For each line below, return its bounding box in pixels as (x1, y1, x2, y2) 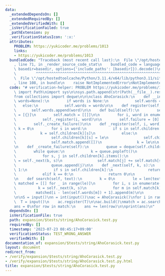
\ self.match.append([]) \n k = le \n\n (14, 140, 160, 145)
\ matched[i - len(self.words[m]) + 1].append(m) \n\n (14, 190, 144, 195)
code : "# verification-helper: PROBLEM (9, 85, 91, 90)
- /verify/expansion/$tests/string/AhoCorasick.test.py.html (5, 259, 133, 264)
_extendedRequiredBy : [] (9, 16, 60, 21)
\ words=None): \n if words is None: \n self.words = (14, 99, 162, 104)
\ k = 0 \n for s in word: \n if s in (14, 126, 129, 131)
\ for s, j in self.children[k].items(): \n (14, 153, 129, 158)
